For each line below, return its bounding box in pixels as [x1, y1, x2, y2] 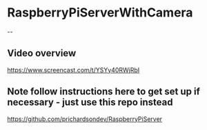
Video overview [7, 47, 77, 59]
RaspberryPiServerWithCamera [7, 5, 193, 21]
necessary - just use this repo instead [7, 96, 173, 108]
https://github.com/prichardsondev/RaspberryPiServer [7, 115, 163, 123]
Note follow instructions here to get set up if [7, 86, 200, 98]
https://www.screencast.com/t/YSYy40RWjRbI [7, 65, 140, 74]
